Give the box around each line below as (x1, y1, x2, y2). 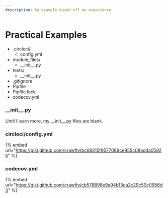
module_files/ (12, 56, 41, 62)
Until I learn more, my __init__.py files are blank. (5, 118, 103, 124)
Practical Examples (5, 29, 87, 40)
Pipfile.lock (12, 89, 36, 95)
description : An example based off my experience (5, 7, 112, 13)
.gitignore (12, 78, 33, 84)
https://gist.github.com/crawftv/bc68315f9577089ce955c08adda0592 (15, 147, 162, 154)
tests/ (12, 67, 25, 73)
